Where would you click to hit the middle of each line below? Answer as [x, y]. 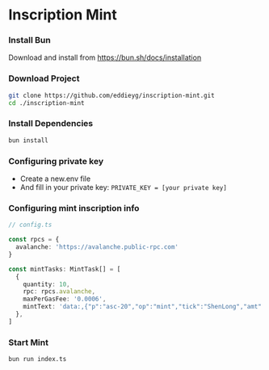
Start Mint [28, 343]
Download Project [44, 78]
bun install [28, 140]
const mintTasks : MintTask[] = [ [65, 269]
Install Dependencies [51, 124]
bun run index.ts [38, 359]
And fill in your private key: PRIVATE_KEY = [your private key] [124, 187]
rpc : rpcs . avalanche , [59, 292]
